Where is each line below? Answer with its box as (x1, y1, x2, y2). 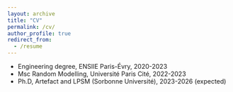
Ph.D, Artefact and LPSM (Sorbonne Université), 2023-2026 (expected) (17, 77, 227, 85)
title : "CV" (7, 17, 42, 24)
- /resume (13, 43, 42, 50)
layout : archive (7, 10, 55, 18)
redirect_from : (7, 37, 52, 44)
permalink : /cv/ (7, 23, 55, 30)
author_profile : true (7, 29, 72, 37)
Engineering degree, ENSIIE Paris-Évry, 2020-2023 (17, 63, 168, 70)
